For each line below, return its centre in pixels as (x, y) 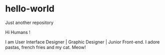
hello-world (30, 9)
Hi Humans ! (18, 32)
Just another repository (29, 22)
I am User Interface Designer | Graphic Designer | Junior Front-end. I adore (82, 42)
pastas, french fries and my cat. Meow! (45, 47)
